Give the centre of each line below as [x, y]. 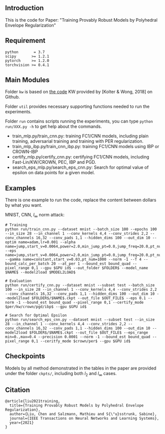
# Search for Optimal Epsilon [36, 315]
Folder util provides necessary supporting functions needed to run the [77, 107]
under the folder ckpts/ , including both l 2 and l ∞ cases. [61, 374]
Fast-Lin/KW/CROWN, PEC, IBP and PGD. [54, 162]
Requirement [25, 41]
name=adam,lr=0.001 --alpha [47, 242]
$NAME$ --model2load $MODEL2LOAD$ [41, 273]
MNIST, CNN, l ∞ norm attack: [35, 215]
